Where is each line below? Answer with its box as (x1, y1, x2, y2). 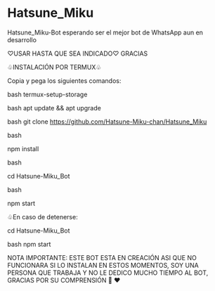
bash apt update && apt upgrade (7, 103, 102, 112)
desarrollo (7, 35, 37, 44)
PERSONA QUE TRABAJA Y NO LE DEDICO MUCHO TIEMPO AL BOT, (7, 269, 209, 277)
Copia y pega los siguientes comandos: (7, 76, 122, 85)
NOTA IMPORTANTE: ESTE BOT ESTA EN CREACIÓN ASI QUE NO (7, 253, 197, 261)
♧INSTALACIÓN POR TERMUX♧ (7, 63, 102, 71)
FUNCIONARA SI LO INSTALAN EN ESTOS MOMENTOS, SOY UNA (7, 261, 199, 269)
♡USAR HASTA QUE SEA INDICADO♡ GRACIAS (7, 49, 148, 58)
